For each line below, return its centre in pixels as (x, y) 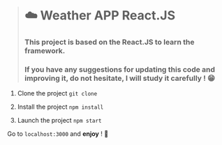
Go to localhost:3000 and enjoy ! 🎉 (58, 134)
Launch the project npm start (59, 121)
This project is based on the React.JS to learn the (109, 43)
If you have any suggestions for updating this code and (119, 70)
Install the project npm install (60, 107)
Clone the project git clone (57, 93)
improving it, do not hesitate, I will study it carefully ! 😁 (119, 78)
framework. (45, 51)
